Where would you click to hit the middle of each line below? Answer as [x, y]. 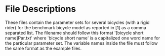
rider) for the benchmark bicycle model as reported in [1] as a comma [76, 27]
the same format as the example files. [43, 48]
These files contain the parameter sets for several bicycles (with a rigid [77, 22]
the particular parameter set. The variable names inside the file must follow [82, 43]
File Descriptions [41, 9]
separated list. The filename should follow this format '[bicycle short [74, 33]
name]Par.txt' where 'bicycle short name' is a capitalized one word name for [83, 38]
